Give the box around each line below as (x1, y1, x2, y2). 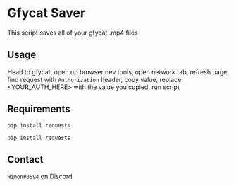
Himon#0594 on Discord (7, 172, 73, 181)
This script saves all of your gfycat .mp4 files (7, 28, 139, 37)
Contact (7, 153, 44, 165)
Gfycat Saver (7, 5, 86, 21)
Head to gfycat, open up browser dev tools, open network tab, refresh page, (7, 67, 229, 76)
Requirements (7, 103, 70, 115)
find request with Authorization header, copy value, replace (7, 75, 182, 83)
